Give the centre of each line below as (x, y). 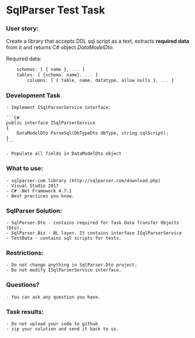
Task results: (25, 312)
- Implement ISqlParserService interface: (59, 108)
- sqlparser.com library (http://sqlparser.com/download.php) (83, 180)
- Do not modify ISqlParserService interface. (64, 270)
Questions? (23, 285)
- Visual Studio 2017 (32, 186)
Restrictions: (25, 252)
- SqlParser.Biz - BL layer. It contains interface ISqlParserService (94, 233)
